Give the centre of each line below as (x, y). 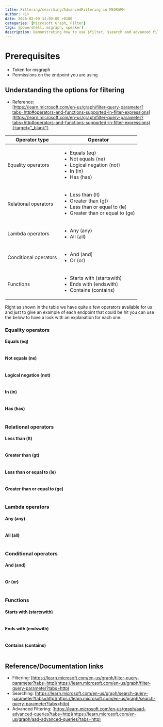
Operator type (32, 140)
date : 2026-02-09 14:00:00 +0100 (39, 18)
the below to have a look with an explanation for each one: (63, 317)
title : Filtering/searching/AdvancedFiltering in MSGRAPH (65, 9)
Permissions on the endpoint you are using (55, 75)
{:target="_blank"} (30, 127)
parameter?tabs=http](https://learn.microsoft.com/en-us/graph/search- (84, 699)
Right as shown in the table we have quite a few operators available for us (79, 307)
